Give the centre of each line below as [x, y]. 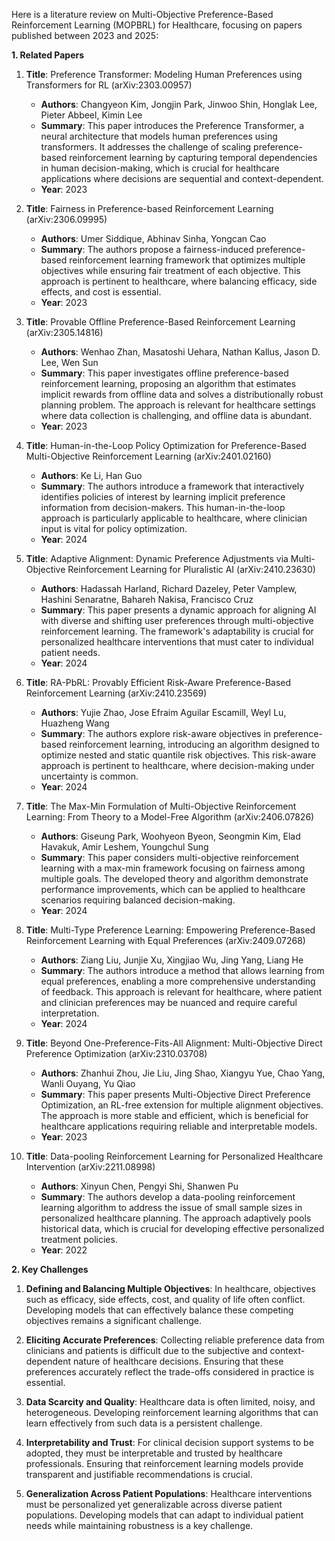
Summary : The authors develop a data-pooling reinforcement [168, 1197]
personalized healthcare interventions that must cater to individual [177, 642]
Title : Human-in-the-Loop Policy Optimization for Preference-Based [166, 445]
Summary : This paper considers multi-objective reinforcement [170, 857]
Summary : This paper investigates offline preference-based [164, 373]
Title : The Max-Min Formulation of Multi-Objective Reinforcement [161, 806]
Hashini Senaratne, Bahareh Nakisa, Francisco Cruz [147, 599]
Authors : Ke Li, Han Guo [91, 475]
